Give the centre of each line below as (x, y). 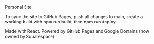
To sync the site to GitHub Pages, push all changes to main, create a (74, 16)
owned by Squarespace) (30, 36)
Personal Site (18, 7)
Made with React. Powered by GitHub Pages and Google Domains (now (77, 31)
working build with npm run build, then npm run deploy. (61, 22)
